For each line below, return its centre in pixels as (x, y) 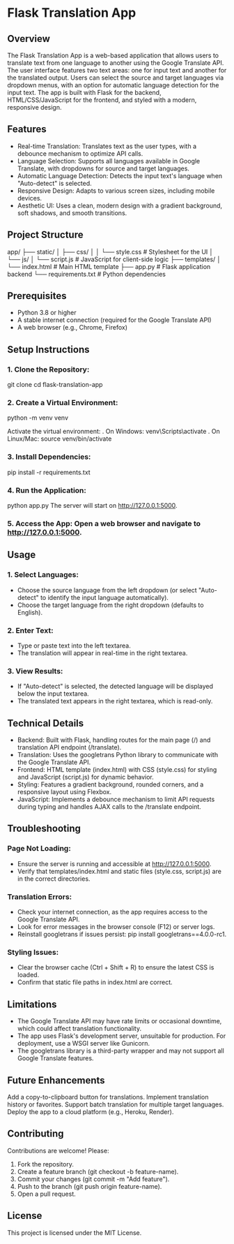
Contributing (36, 1134)
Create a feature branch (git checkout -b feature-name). (98, 1171)
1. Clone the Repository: (48, 369)
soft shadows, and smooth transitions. (72, 213)
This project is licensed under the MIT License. (75, 1232)
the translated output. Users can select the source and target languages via (116, 78)
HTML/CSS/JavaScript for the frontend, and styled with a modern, (102, 100)
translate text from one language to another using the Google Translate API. (116, 63)
